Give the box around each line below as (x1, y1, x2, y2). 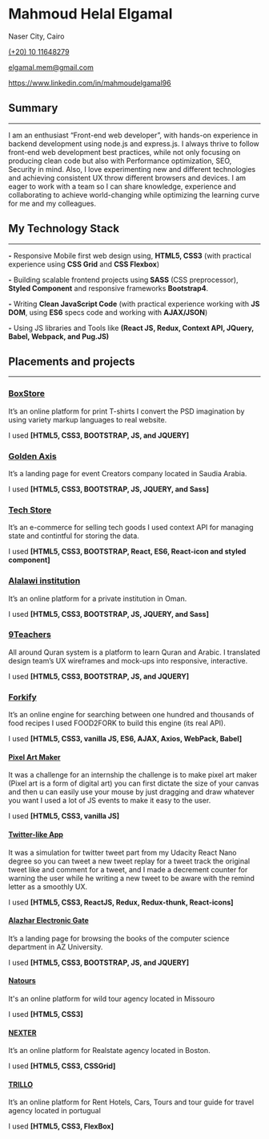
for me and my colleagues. (8, 198, 97, 208)
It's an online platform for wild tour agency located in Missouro (8, 994, 215, 1003)
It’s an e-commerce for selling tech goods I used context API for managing (8, 523, 254, 533)
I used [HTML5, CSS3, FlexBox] (8, 1121, 114, 1131)
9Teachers (8, 629, 52, 640)
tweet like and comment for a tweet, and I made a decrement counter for (8, 864, 248, 874)
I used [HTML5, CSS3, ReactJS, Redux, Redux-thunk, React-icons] (8, 897, 234, 907)
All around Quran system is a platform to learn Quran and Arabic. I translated (8, 647, 261, 657)
